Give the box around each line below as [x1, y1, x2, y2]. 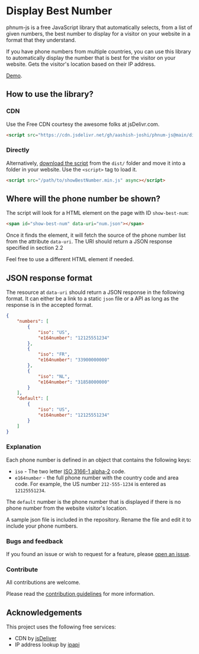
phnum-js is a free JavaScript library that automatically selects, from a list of [6, 24, 192, 31]
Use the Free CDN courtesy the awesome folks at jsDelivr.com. [6, 120, 160, 128]
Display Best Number [6, 4, 113, 18]
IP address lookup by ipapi [14, 641, 80, 648]
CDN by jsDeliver [14, 635, 57, 642]
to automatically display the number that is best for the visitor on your [6, 54, 176, 61]
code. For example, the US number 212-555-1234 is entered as [14, 480, 166, 487]
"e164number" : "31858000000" [37, 379, 110, 385]
